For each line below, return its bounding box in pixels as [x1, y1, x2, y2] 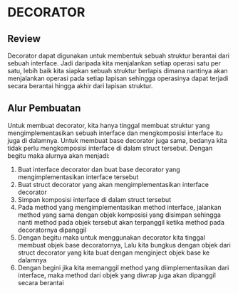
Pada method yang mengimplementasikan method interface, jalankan [17, 203, 222, 211]
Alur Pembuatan [7, 102, 81, 114]
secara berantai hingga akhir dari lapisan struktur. [7, 82, 153, 90]
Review [7, 33, 41, 45]
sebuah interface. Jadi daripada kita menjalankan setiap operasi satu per [7, 59, 221, 68]
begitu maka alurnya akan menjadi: [7, 151, 110, 160]
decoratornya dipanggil [17, 225, 87, 234]
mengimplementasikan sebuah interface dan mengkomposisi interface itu [7, 129, 223, 137]
